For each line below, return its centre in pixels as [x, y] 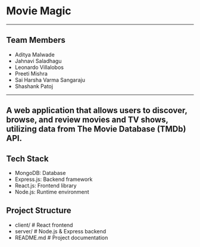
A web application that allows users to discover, [97, 110]
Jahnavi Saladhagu [38, 61]
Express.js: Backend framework [54, 179]
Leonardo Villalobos [39, 67]
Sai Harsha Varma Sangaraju [50, 80]
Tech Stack [27, 159]
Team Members [36, 40]
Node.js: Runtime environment [52, 192]
